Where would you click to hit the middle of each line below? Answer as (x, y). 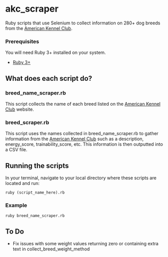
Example (16, 205)
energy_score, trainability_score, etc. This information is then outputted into (84, 144)
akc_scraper (32, 9)
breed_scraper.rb (27, 122)
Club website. (20, 109)
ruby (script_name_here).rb (35, 193)
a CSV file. (16, 150)
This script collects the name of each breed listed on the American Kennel (83, 104)
